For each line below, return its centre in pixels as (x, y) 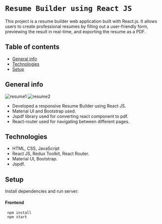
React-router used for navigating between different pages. (71, 121)
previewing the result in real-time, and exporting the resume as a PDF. (75, 31)
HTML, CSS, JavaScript (36, 149)
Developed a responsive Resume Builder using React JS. (69, 106)
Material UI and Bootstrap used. (44, 111)
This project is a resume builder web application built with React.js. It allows (81, 21)
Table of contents (32, 47)
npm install (19, 213)
